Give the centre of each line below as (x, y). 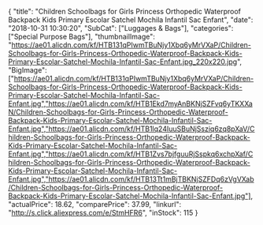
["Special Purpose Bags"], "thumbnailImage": (82, 36)
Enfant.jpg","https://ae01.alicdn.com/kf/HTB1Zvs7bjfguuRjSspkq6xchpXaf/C (131, 154)
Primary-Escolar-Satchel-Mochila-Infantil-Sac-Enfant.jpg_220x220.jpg (123, 62)
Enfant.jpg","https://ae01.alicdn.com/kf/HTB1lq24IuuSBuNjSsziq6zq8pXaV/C (131, 129)
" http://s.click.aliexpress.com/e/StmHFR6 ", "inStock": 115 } (103, 213)
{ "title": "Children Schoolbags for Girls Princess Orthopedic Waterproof (125, 11)
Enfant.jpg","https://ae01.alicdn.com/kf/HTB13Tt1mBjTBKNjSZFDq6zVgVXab (131, 179)
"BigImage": (28, 70)
